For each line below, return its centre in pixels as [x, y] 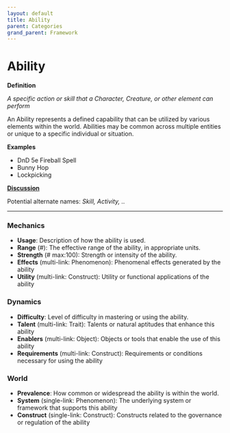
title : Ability [29, 20]
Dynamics [24, 302]
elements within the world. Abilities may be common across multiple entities [114, 127]
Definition [22, 86]
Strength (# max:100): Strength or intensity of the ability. [97, 255]
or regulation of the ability [53, 423]
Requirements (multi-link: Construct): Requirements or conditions [110, 353]
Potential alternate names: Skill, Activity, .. [66, 201]
